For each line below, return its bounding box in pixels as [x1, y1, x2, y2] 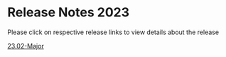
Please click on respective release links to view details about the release [7, 28, 219, 36]
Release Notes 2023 [7, 4, 130, 21]
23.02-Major [7, 41, 44, 50]
